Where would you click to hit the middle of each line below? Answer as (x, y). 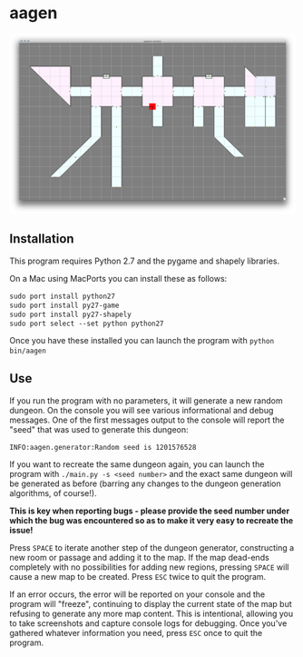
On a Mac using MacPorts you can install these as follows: (118, 278)
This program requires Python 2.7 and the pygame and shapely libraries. (144, 261)
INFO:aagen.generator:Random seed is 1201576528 (103, 447)
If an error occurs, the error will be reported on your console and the (137, 594)
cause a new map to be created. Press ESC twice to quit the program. (138, 576)
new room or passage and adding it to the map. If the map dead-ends (139, 557)
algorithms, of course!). (53, 493)
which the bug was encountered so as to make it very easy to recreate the (151, 520)
